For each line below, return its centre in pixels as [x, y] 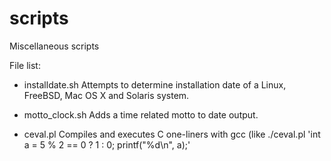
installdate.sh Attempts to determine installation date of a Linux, [155, 84]
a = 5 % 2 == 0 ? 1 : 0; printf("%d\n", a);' [107, 144]
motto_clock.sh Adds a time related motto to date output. [141, 114]
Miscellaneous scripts [54, 46]
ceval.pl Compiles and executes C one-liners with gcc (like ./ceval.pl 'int [172, 134]
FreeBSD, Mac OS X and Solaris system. [106, 95]
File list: [25, 65]
